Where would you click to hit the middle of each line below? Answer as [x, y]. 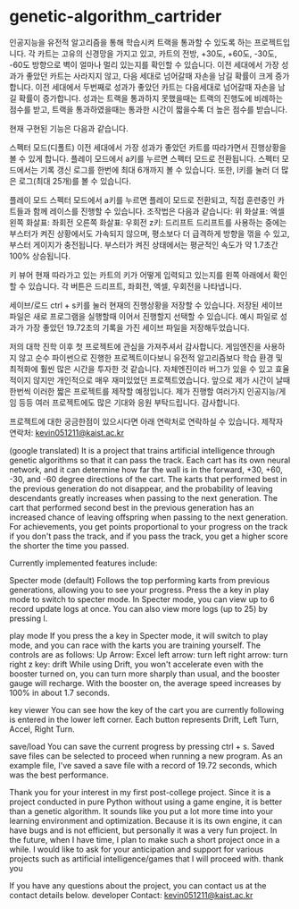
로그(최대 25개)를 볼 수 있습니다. [75, 181]
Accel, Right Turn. [42, 729]
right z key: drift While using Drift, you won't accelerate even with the [137, 664]
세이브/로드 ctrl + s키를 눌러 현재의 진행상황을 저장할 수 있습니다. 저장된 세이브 [146, 305]
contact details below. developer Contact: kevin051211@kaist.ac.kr [131, 895]
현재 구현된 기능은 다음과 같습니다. [69, 128]
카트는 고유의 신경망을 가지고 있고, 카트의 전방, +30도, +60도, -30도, [157, 53]
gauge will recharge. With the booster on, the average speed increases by [145, 683]
